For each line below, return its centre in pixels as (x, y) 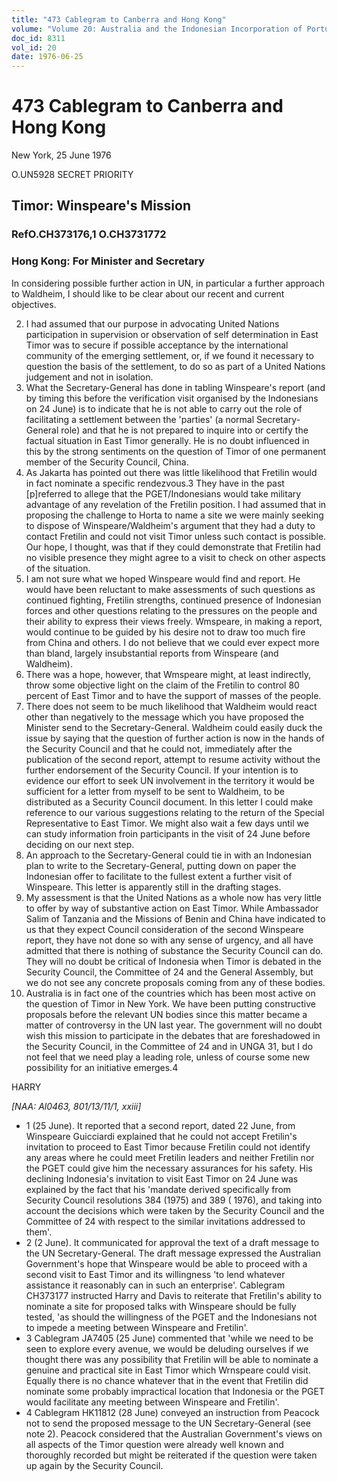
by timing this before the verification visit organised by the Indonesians (172, 398)
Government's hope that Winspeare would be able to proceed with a (166, 1263)
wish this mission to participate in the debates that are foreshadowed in (173, 1035)
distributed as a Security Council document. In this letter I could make (169, 802)
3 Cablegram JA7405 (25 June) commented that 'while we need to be (169, 1338)
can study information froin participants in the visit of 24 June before (168, 833)
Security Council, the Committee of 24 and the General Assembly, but (169, 972)
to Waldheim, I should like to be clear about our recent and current (148, 293)
